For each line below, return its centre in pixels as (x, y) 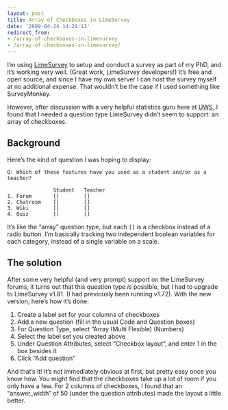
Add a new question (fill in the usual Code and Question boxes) (106, 322)
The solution (35, 263)
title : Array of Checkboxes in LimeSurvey (68, 20)
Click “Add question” (46, 358)
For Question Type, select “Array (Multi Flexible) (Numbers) (101, 329)
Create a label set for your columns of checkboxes (88, 314)
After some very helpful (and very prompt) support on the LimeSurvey (106, 279)
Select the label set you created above (71, 336)
